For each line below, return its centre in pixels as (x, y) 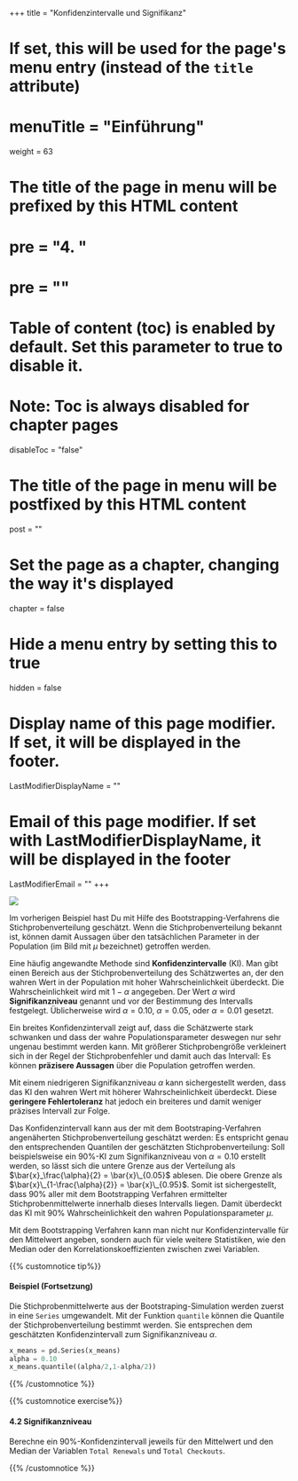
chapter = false (37, 608)
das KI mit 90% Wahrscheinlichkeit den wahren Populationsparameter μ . (141, 1213)
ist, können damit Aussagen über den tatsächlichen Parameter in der (134, 936)
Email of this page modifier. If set (133, 821)
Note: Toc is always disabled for (129, 406)
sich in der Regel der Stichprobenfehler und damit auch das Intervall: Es (140, 1056)
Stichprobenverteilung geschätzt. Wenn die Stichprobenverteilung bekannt (145, 927)
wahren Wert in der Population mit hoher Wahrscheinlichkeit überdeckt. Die (147, 982)
